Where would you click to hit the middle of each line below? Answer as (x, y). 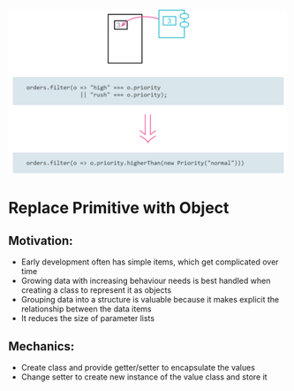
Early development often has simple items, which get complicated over (150, 262)
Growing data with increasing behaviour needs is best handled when (146, 281)
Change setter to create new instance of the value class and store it (144, 377)
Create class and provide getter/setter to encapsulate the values (138, 368)
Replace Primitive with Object (119, 208)
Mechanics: (41, 346)
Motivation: (41, 240)
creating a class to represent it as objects (96, 290)
